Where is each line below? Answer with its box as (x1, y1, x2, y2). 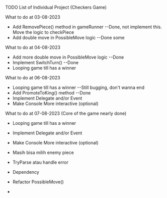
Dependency (12, 169, 39, 175)
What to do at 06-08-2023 (5, 75, 60, 80)
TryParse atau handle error (12, 159, 69, 165)
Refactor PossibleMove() (12, 179, 64, 185)
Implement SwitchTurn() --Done (12, 60, 79, 65)
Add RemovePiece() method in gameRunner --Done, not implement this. (12, 24, 162, 30)
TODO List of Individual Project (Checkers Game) (5, 5, 107, 10)
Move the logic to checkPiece (12, 29, 74, 35)
